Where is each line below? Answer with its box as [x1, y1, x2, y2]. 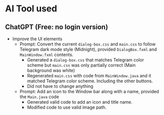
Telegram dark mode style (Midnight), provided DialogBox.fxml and [19, 47, 157, 52]
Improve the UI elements [12, 36, 63, 42]
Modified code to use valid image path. [27, 105, 107, 110]
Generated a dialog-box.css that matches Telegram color [27, 57, 144, 62]
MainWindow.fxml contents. [19, 52, 74, 57]
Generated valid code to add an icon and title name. [27, 99, 132, 105]
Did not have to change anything [27, 83, 94, 89]
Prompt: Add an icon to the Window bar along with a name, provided [19, 89, 159, 94]
